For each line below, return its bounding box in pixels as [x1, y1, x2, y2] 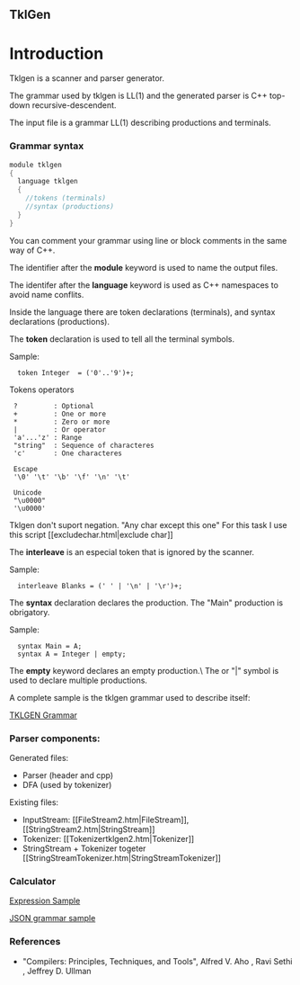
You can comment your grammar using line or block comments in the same [9, 235, 287, 246]
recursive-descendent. [31, 100, 117, 111]
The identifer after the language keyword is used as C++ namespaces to [9, 279, 278, 291]
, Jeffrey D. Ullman [22, 965, 92, 976]
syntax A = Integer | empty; [17, 649, 127, 658]
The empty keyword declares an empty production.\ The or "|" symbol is [9, 665, 279, 676]
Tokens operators [9, 384, 75, 395]
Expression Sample [9, 895, 81, 907]
